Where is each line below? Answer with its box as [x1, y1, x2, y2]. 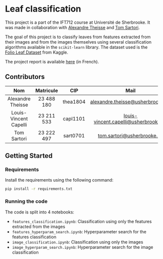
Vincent [10, 115, 28, 122]
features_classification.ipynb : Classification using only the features [12, 218, 152, 224]
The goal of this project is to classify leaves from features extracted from [5, 34, 151, 40]
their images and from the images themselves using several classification [5, 39, 152, 45]
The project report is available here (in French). [5, 59, 99, 64]
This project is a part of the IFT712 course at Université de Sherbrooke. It [5, 19, 150, 25]
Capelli [11, 121, 27, 128]
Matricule [35, 87, 58, 94]
